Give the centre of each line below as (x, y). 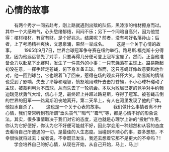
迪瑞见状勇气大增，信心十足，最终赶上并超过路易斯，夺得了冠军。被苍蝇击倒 (84, 94)
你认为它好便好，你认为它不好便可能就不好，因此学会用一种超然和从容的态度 (84, 125)
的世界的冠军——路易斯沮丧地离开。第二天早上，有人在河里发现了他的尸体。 (84, 100)
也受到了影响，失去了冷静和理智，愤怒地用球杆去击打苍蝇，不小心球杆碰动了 (84, 81)
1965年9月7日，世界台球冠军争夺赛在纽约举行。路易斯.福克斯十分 (92, 50)
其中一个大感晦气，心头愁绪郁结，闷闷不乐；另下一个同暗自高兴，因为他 (80, 31)
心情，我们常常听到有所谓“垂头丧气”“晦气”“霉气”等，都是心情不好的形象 (79, 113)
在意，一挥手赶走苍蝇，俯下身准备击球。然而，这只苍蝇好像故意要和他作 (89, 69)
